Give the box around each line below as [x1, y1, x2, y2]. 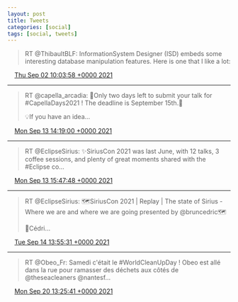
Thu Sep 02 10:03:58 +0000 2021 [13, 71, 113, 79]
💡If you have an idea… [24, 113, 91, 121]
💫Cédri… [24, 224, 51, 233]
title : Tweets [7, 17, 50, 24]
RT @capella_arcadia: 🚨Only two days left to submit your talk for [24, 91, 212, 100]
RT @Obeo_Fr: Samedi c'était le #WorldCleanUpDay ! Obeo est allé [24, 258, 221, 267]
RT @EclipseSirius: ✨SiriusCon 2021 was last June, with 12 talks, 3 [24, 147, 220, 156]
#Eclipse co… [24, 162, 65, 171]
